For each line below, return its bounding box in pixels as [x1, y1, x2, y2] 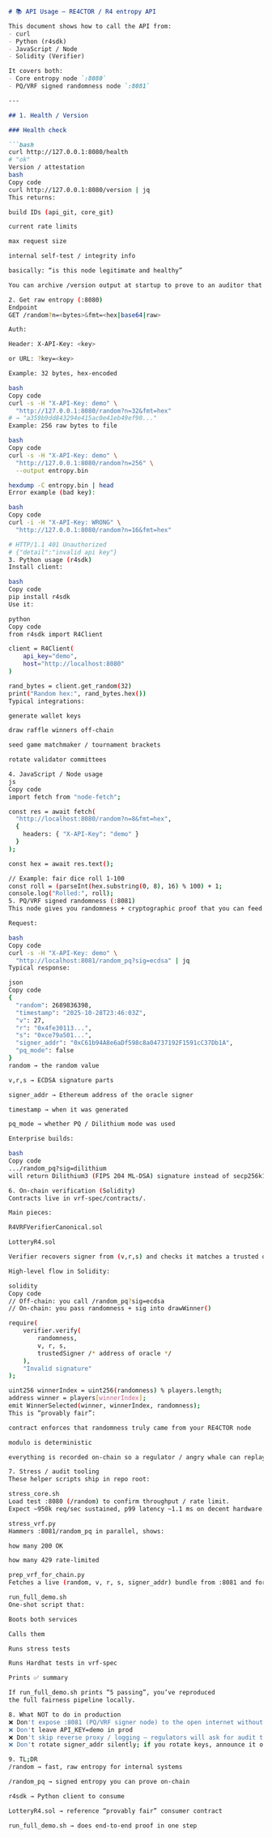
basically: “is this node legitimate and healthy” [8, 267, 183, 275]
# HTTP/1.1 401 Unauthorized [8, 540, 107, 549]
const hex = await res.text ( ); [8, 859, 114, 868]
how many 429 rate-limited [8, 1557, 100, 1565]
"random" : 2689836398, [15, 1001, 92, 1009]
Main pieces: [8, 1209, 53, 1217]
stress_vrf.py [8, 1519, 57, 1527]
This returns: [8, 193, 57, 202]
